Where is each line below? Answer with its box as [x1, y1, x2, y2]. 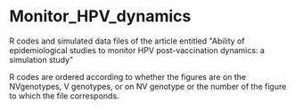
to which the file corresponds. [9, 90, 119, 101]
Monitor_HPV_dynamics [9, 6, 192, 27]
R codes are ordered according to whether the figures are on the [9, 71, 247, 82]
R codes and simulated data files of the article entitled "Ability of [9, 35, 245, 46]
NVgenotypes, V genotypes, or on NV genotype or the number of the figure [9, 81, 287, 91]
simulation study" [9, 54, 74, 65]
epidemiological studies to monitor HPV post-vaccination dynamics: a [9, 44, 266, 55]
